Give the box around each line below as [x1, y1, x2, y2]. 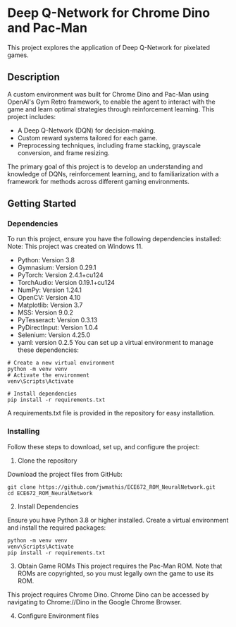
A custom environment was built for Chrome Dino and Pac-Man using [7, 90, 209, 98]
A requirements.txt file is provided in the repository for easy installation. [7, 409, 216, 418]
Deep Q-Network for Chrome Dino [7, 5, 210, 21]
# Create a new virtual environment [7, 360, 115, 367]
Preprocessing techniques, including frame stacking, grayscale [17, 141, 201, 150]
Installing [7, 427, 40, 437]
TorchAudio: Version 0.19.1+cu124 [17, 279, 115, 287]
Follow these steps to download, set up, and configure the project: [7, 442, 200, 451]
